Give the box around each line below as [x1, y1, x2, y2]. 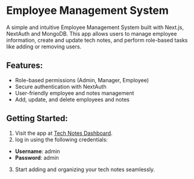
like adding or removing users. [6, 43, 82, 50]
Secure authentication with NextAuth [14, 83, 107, 90]
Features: [6, 60, 43, 71]
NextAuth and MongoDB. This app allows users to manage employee [6, 30, 177, 37]
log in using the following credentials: [14, 135, 108, 143]
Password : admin [14, 154, 59, 161]
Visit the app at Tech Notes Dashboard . [14, 129, 113, 137]
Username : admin [14, 148, 60, 155]
